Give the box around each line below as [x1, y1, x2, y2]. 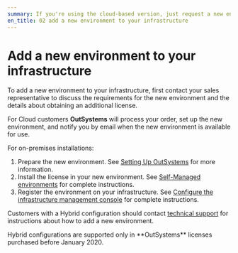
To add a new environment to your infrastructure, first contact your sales [7, 86, 220, 95]
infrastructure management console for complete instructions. [17, 195, 200, 204]
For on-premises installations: [7, 144, 94, 153]
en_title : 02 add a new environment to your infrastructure [7, 17, 189, 24]
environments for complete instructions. [17, 181, 135, 189]
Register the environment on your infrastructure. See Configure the [17, 188, 214, 196]
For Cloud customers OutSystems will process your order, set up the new [7, 115, 223, 124]
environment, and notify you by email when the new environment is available [7, 122, 231, 131]
